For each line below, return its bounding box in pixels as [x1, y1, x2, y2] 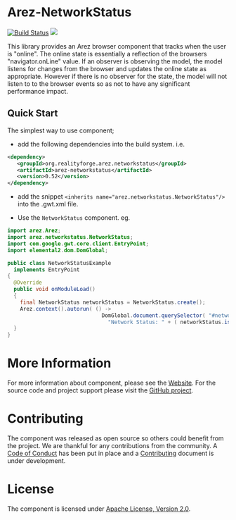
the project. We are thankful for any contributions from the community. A [7, 442, 218, 450]
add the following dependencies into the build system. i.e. [17, 140, 185, 148]
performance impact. [7, 87, 69, 95]
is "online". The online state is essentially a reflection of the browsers [7, 49, 207, 58]
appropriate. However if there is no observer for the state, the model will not [7, 72, 228, 80]
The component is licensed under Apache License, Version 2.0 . [7, 504, 191, 513]
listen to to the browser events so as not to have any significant [7, 79, 190, 88]
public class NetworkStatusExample [7, 259, 112, 266]
